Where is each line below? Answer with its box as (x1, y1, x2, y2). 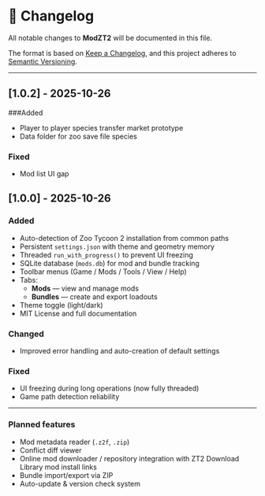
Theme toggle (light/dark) (19, 300, 104, 309)
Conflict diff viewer (19, 445, 82, 455)
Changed (8, 328, 45, 339)
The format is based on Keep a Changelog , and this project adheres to (8, 48, 237, 57)
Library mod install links (19, 462, 97, 472)
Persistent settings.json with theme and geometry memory (19, 242, 215, 251)
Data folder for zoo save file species (19, 131, 138, 141)
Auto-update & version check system (19, 479, 140, 488)
